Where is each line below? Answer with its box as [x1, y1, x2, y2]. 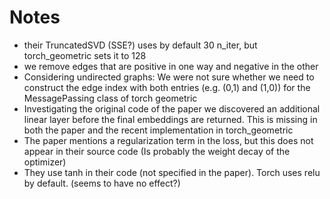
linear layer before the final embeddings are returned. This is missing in [23, 113, 318, 125]
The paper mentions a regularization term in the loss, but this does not [23, 134, 314, 146]
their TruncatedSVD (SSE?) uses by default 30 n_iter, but [23, 39, 258, 51]
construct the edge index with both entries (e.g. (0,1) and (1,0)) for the [23, 81, 311, 93]
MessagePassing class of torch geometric [23, 92, 198, 104]
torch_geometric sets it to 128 [23, 49, 147, 61]
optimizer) [23, 156, 67, 168]
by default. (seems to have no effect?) [23, 177, 181, 189]
